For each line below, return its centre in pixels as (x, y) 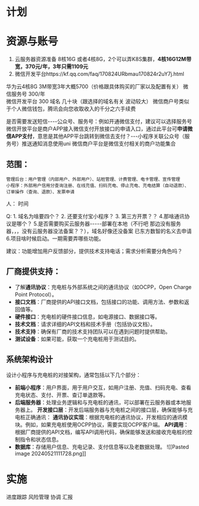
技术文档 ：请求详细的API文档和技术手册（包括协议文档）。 (85, 324)
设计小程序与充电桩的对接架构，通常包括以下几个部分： (73, 375)
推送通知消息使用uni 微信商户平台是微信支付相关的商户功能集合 (99, 144)
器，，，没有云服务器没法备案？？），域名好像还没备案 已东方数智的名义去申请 (99, 231)
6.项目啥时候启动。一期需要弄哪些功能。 (55, 238)
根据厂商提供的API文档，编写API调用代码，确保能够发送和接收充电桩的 (101, 432)
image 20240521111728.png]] (50, 453)
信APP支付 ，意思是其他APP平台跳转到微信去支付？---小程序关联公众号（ (95, 136)
